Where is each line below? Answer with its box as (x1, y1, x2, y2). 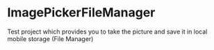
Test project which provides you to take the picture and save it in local (7, 27, 208, 36)
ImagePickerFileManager (7, 5, 156, 21)
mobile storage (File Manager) (7, 34, 94, 42)
